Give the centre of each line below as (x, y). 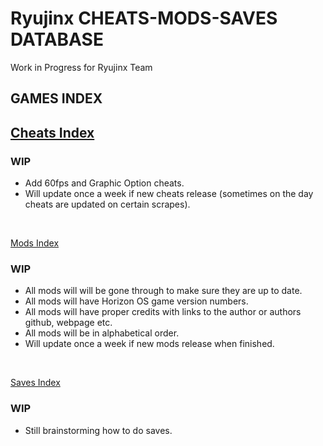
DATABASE (57, 39)
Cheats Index (52, 132)
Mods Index (35, 243)
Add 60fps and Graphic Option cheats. (104, 183)
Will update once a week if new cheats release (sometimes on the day (169, 194)
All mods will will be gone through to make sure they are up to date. (163, 291)
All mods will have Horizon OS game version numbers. (136, 301)
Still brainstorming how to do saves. (98, 430)
